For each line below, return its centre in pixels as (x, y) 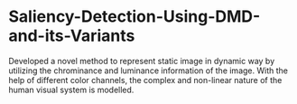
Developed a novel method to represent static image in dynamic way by (142, 61)
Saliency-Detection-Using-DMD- (135, 17)
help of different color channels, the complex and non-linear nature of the (145, 80)
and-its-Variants (72, 36)
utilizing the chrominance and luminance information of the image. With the (148, 71)
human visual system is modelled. (71, 90)
